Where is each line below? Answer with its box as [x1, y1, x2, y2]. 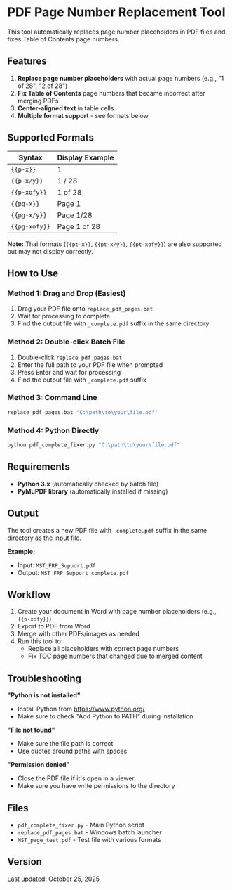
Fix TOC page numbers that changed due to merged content [27, 652, 203, 661]
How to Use [7, 267, 59, 279]
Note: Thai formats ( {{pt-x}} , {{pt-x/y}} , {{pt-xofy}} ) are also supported [7, 240, 222, 248]
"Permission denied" [7, 761, 70, 769]
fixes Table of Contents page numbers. [7, 34, 120, 43]
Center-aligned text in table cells [17, 103, 114, 112]
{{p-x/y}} [11, 176, 43, 185]
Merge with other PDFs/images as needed [17, 630, 140, 638]
